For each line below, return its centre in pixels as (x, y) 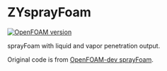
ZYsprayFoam (50, 12)
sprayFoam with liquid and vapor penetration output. (84, 45)
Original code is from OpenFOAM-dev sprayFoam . (80, 59)
